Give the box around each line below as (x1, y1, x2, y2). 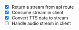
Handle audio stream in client (11, 20, 71, 26)
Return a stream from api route (11, 4, 74, 10)
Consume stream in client (11, 10, 64, 15)
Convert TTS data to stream (11, 15, 68, 21)
